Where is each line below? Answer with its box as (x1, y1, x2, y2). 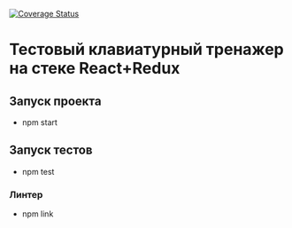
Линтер (9, 188, 43, 200)
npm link (21, 208, 54, 219)
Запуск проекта (9, 93, 102, 108)
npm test (21, 166, 55, 177)
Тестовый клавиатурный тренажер (9, 40, 285, 59)
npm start (21, 117, 58, 128)
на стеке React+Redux (9, 59, 181, 79)
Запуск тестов (9, 143, 93, 158)
